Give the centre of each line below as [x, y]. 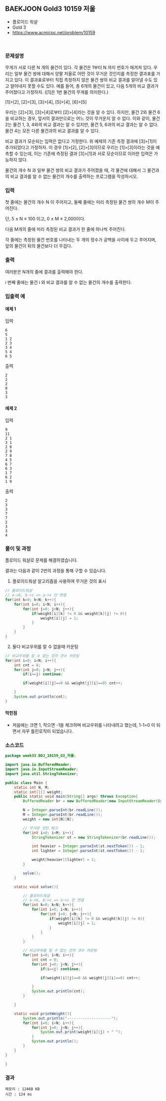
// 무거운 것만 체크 [40, 828]
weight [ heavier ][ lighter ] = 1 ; [64, 860]
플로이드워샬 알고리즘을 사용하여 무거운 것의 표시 [59, 581]
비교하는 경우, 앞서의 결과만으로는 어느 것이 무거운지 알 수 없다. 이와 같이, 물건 [85, 119]
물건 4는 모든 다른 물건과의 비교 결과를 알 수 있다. [53, 131]
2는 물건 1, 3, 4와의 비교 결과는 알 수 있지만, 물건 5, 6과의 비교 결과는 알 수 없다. [82, 124]
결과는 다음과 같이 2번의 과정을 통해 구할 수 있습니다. [56, 571]
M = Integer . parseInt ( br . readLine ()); [63, 815]
